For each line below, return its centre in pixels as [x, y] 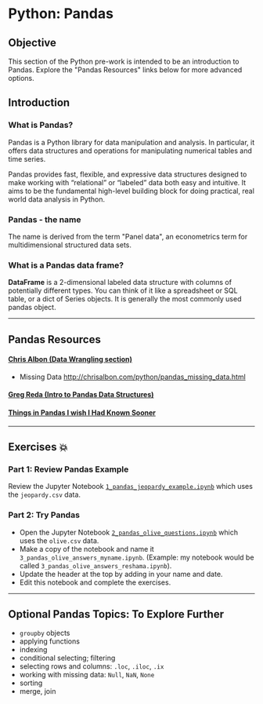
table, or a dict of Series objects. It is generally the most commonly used [125, 299]
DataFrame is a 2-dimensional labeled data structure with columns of [120, 283]
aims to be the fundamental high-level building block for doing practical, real [131, 191]
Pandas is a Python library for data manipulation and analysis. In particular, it [131, 142]
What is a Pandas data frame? [66, 265]
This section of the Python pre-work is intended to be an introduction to [124, 61]
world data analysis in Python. [57, 199]
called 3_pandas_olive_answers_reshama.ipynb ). [95, 565]
